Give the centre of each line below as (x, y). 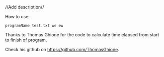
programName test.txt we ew (34, 26)
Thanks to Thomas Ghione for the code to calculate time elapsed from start (82, 35)
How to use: (17, 16)
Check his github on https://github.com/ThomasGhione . (62, 49)
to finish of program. (26, 40)
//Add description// (25, 7)
